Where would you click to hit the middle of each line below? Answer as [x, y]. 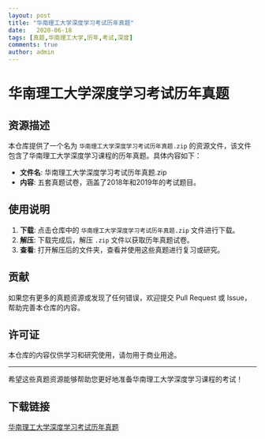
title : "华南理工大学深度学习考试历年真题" [71, 23]
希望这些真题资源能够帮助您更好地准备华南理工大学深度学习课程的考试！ [125, 379]
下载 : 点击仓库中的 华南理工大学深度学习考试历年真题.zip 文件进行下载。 [129, 230]
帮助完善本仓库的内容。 [46, 307]
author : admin [32, 52]
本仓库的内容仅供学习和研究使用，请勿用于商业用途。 [95, 355]
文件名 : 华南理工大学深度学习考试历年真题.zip [93, 172]
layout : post [30, 15]
